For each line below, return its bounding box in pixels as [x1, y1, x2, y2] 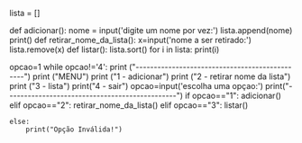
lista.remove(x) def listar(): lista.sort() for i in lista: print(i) [9, 44, 220, 55]
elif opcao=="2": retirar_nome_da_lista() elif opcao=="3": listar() [9, 100, 249, 111]
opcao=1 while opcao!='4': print [9, 62, 128, 72]
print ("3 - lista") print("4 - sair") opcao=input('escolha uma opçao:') [9, 81, 264, 91]
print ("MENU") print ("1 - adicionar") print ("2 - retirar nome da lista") [32, 71, 291, 82]
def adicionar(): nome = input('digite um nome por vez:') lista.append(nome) [9, 25, 293, 35]
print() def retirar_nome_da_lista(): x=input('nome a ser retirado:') [9, 35, 252, 45]
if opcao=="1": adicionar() [184, 90, 282, 101]
